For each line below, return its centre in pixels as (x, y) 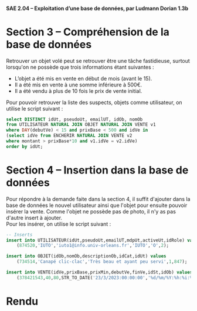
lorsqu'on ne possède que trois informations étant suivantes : (80, 67)
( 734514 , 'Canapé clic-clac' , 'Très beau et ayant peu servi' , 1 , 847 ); (102, 262)
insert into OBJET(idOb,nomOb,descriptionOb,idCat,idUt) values (86, 256)
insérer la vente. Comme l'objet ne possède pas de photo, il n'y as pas (91, 211)
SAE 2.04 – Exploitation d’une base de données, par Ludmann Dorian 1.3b (97, 8)
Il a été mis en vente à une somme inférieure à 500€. (78, 85)
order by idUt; (25, 146)
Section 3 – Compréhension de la (88, 32)
